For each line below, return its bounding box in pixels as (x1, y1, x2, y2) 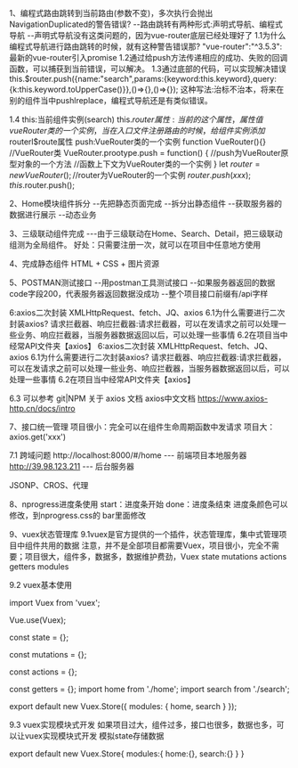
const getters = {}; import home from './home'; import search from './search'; (9, 684, 290, 694)
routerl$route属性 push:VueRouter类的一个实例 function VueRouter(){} (9, 136, 267, 147)
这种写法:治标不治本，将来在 (180, 84, 285, 94)
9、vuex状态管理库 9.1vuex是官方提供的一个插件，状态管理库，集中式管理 (9, 529, 279, 539)
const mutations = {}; (9, 650, 87, 659)
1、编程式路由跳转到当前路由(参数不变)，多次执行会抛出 (9, 8, 213, 18)
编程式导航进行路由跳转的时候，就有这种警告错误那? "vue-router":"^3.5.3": (9, 41, 283, 52)
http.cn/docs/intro (9, 404, 76, 413)
